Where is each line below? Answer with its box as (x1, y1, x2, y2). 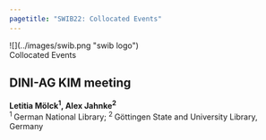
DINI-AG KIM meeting (9, 76, 132, 91)
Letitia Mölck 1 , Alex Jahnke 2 (9, 99, 116, 111)
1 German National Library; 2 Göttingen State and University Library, (9, 110, 258, 122)
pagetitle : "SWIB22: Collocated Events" (9, 14, 163, 23)
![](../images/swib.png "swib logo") (9, 40, 139, 51)
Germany (9, 120, 44, 131)
